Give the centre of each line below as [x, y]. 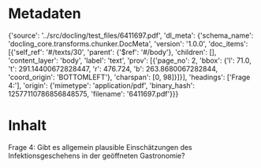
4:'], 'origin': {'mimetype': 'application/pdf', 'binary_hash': [102, 85]
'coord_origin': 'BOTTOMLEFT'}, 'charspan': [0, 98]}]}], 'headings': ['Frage [129, 77]
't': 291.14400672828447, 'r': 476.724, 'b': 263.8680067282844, [113, 68]
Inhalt [28, 126]
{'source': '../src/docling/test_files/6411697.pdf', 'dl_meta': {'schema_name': [131, 35]
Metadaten [45, 14]
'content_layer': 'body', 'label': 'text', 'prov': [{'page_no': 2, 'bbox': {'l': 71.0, [130, 60]
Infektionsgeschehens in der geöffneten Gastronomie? [97, 155]
